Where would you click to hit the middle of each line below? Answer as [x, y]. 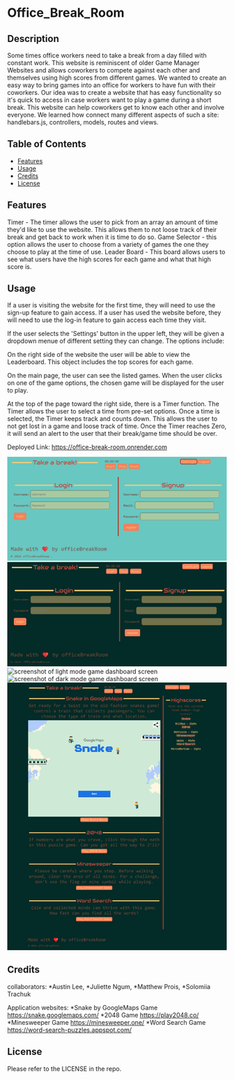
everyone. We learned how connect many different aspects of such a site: [113, 115]
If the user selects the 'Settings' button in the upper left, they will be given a [116, 334]
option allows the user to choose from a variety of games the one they [108, 244]
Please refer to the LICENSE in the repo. [64, 1068]
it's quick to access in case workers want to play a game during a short [109, 100]
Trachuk [19, 994]
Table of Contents [47, 144]
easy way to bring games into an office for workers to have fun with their [111, 85]
